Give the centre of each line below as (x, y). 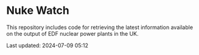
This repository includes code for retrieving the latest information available (100, 27)
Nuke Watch (38, 11)
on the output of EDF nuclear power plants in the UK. (72, 33)
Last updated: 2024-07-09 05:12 (47, 45)
